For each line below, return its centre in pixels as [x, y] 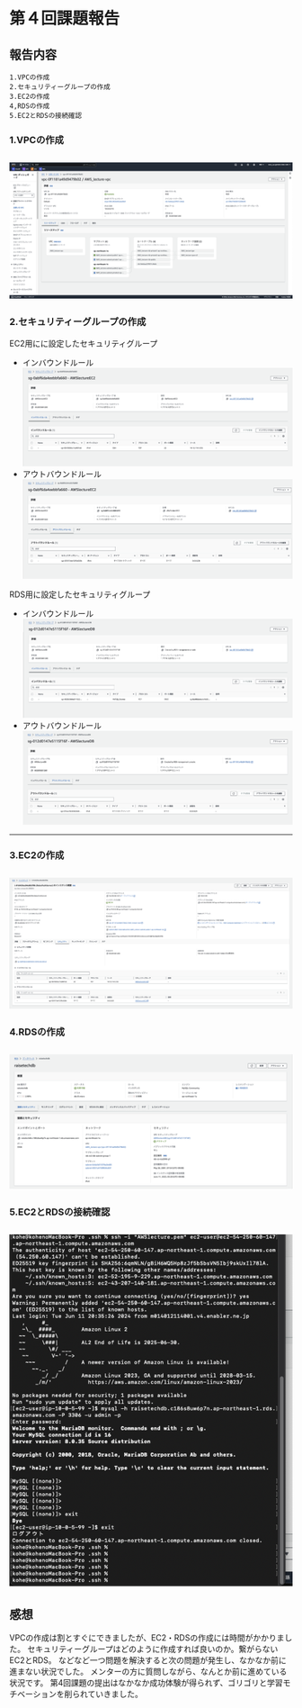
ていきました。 [115, 1694]
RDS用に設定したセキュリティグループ [80, 594]
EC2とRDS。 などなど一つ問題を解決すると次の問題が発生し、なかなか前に [148, 1660]
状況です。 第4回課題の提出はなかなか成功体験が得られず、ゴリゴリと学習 [146, 1683]
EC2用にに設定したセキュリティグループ [84, 343]
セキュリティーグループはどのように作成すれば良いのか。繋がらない [152, 1649]
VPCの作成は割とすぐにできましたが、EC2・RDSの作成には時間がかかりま [147, 1638]
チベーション [33, 1694]
